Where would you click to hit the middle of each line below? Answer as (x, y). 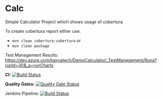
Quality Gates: (20, 84)
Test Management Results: (32, 55)
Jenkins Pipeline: (22, 93)
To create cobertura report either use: (43, 31)
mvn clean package (31, 46)
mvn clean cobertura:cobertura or (46, 40)
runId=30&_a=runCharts (29, 65)
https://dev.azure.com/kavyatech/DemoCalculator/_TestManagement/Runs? (81, 60)
